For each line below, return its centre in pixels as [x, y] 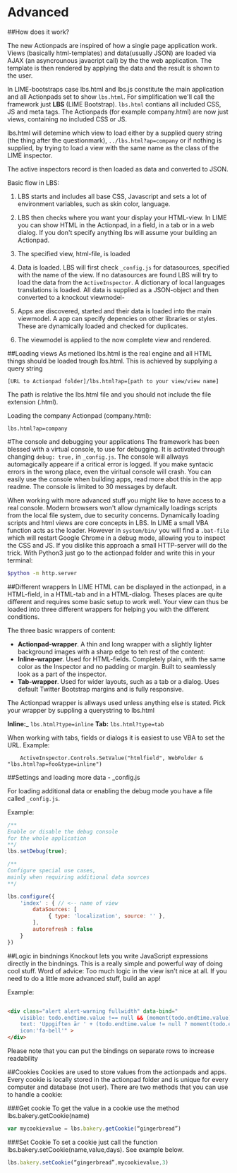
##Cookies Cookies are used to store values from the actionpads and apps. [117, 1072]
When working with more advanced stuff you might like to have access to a [117, 500]
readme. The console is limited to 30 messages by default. [92, 486]
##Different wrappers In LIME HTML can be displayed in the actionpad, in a [117, 586]
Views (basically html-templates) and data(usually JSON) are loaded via [112, 53]
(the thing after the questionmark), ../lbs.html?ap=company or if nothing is [115, 140]
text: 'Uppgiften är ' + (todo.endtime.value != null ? [104, 1024]
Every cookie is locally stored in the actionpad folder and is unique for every [118, 1080]
